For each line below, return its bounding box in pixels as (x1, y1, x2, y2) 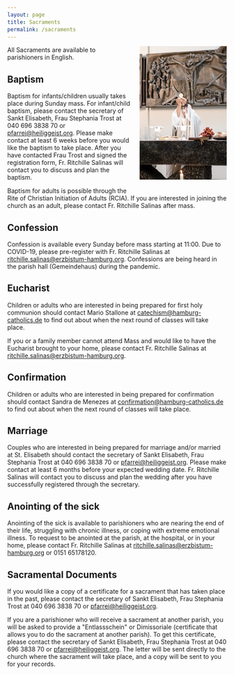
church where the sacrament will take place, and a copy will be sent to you (7, 653, 221, 661)
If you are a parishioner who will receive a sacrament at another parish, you (7, 616, 224, 624)
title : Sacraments (7, 18, 61, 26)
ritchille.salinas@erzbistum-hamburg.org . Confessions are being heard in (7, 255, 217, 263)
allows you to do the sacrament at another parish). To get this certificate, (7, 630, 217, 639)
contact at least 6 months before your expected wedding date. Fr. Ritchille (7, 466, 219, 474)
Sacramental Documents (7, 569, 117, 580)
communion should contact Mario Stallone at (7, 308, 136, 317)
